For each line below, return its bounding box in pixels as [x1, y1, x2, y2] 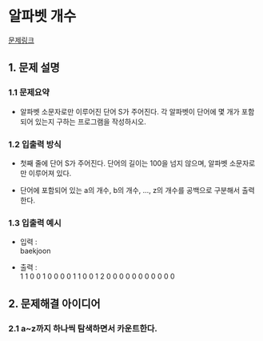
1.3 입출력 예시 [8, 217, 62, 228]
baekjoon [19, 246, 51, 256]
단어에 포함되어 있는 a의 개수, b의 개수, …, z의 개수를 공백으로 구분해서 [19, 185, 241, 195]
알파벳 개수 [8, 7, 77, 26]
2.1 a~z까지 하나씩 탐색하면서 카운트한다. [8, 323, 158, 334]
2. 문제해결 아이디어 [8, 297, 102, 311]
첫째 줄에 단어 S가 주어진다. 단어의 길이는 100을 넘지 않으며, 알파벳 [19, 158, 228, 168]
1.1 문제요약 [8, 87, 50, 98]
